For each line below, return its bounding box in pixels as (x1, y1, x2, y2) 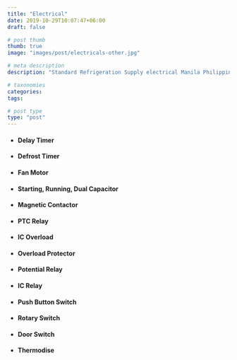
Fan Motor (17, 168, 49, 177)
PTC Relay (17, 216, 49, 225)
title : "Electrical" (7, 10, 68, 18)
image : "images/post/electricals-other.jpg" (7, 50, 140, 57)
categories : (7, 88, 42, 95)
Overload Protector (17, 249, 75, 257)
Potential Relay (17, 265, 63, 274)
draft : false (7, 23, 46, 30)
